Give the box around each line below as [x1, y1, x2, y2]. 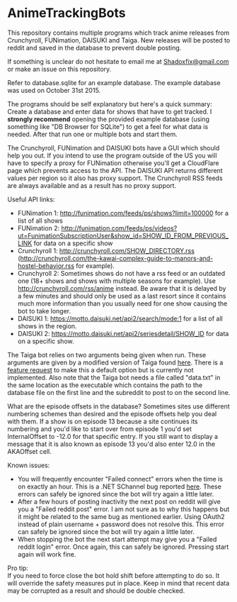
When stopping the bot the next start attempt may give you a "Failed [17, 535, 217, 543]
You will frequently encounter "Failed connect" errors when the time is [17, 474, 223, 483]
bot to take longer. [17, 306, 71, 315]
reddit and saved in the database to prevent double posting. [7, 43, 182, 52]
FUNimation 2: [17, 223, 60, 232]
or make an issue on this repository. [7, 65, 112, 73]
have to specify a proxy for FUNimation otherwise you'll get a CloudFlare [7, 158, 219, 167]
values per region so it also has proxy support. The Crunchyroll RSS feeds [7, 174, 223, 182]
